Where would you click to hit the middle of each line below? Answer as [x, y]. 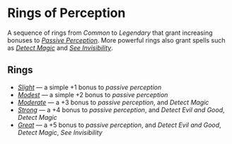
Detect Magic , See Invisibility [60, 132]
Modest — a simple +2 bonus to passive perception [93, 94]
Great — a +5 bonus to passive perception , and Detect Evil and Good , [119, 125]
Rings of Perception [66, 13]
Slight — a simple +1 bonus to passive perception [89, 87]
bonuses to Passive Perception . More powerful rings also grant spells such [116, 40]
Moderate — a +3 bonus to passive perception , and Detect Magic [113, 102]
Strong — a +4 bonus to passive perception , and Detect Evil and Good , [121, 110]
